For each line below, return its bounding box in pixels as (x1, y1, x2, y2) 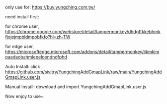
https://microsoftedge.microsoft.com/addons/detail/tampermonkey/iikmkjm (5, 49, 160, 54)
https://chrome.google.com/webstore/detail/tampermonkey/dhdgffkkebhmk (5, 29, 161, 34)
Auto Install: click (5, 64, 40, 69)
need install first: (5, 14, 40, 19)
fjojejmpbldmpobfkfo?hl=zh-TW (5, 34, 71, 40)
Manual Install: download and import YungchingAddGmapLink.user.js (5, 84, 147, 90)
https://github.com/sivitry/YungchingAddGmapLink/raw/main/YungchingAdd (5, 69, 162, 75)
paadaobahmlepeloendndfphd (5, 54, 67, 60)
